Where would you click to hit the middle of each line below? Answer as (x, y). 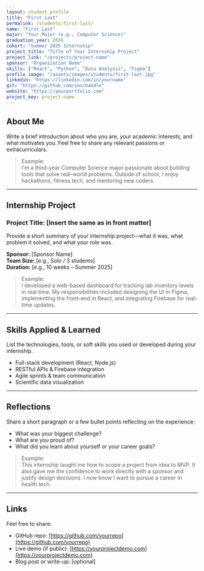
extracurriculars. (27, 149)
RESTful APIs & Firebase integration (60, 369)
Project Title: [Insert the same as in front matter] (79, 222)
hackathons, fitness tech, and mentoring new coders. (88, 180)
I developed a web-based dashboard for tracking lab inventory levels (107, 285)
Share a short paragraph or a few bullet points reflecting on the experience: (101, 422)
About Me (25, 122)
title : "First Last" (32, 18)
